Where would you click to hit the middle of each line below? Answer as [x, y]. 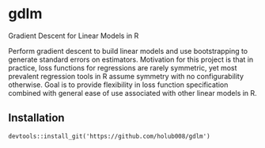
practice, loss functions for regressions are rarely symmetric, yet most [123, 67]
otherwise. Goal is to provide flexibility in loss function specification [118, 85]
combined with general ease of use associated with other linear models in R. [132, 93]
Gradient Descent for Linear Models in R [74, 36]
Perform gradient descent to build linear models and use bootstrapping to [128, 51]
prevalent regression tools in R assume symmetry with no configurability [126, 76]
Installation [36, 118]
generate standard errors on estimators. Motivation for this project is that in [131, 59]
